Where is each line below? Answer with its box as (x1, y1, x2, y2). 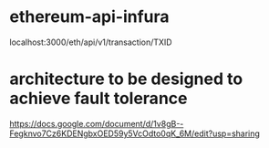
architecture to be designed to (9, 69, 243, 90)
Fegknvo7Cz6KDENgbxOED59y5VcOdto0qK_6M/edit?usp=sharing (9, 128, 260, 139)
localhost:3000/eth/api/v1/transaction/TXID (9, 37, 172, 48)
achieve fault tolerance (9, 89, 188, 109)
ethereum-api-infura (9, 6, 171, 27)
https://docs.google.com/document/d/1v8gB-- (9, 118, 184, 129)
